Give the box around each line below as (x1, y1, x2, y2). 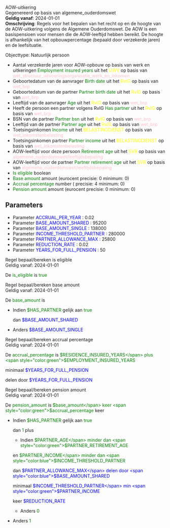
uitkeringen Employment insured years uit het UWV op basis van (12, 67, 148, 73)
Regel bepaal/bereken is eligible (5, 256, 73, 262)
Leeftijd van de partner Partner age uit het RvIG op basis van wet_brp (12, 122, 158, 127)
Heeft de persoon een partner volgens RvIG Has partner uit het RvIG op (12, 105, 162, 111)
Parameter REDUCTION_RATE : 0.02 (12, 241, 89, 247)
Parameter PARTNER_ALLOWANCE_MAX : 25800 (12, 236, 116, 242)
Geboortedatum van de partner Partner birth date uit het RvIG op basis (12, 89, 160, 95)
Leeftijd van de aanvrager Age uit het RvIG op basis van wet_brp (12, 100, 148, 106)
